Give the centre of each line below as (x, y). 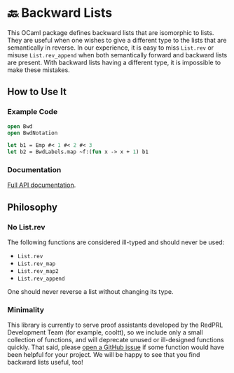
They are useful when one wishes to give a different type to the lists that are (117, 40)
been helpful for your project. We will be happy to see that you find (104, 355)
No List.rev (26, 227)
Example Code (33, 112)
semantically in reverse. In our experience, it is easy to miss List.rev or (111, 48)
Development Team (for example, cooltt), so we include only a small (105, 332)
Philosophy (33, 207)
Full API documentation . (42, 185)
